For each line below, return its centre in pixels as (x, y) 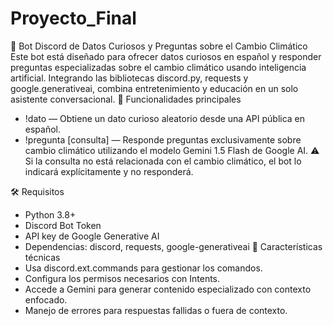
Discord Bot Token (63, 225)
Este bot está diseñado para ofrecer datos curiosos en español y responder (166, 56)
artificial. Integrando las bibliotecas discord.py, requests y (129, 78)
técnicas (42, 257)
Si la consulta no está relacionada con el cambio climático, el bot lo (163, 161)
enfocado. (46, 299)
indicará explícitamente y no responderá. (109, 171)
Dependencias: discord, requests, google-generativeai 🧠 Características (173, 246)
